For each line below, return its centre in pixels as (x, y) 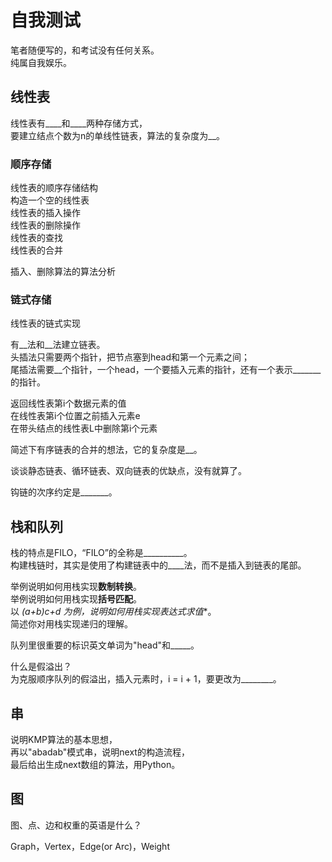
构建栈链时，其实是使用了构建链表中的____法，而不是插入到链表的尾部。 (158, 565)
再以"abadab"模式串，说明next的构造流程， (100, 752)
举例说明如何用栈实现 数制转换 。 (76, 587)
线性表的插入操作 (45, 213)
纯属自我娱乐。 (41, 62)
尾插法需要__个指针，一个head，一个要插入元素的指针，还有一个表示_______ (166, 370)
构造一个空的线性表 (50, 200)
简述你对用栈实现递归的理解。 (71, 624)
